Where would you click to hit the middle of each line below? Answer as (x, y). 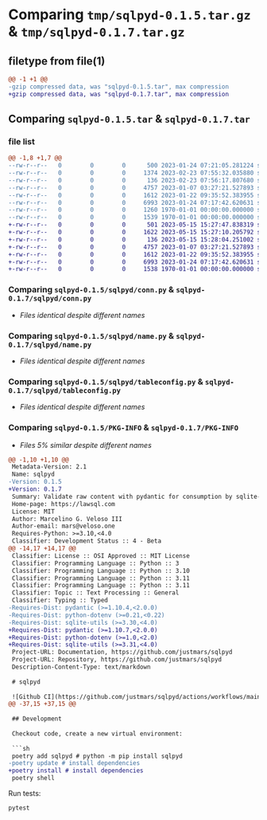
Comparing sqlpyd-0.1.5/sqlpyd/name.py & (91, 335)
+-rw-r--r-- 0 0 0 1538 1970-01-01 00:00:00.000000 (131, 269)
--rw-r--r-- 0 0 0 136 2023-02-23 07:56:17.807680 (131, 180)
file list (22, 141)
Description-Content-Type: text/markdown (81, 667)
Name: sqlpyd (33, 475)
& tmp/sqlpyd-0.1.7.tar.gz (97, 31)
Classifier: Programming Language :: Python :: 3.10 (101, 571)
